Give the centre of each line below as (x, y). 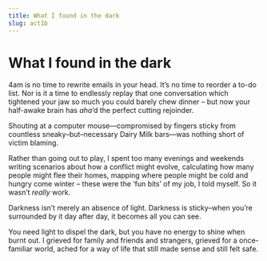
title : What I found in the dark (64, 16)
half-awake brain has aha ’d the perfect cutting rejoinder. (101, 110)
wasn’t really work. (40, 192)
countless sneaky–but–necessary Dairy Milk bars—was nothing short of (127, 135)
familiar (21, 249)
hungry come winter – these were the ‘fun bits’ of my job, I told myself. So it (133, 184)
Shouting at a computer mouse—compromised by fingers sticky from (122, 126)
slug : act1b (28, 23)
